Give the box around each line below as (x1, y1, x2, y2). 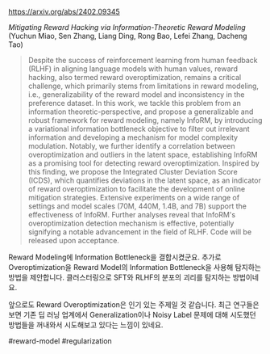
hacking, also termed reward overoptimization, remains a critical (27, 73, 242, 82)
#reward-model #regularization (8, 336, 113, 346)
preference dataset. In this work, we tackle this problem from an (27, 99, 242, 107)
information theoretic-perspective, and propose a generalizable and (27, 107, 254, 116)
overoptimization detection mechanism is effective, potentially (27, 218, 235, 228)
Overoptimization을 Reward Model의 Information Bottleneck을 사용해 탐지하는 (8, 263, 262, 272)
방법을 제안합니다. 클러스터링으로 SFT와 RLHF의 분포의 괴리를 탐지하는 (8, 272, 231, 282)
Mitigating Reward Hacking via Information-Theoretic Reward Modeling (8, 23, 246, 32)
